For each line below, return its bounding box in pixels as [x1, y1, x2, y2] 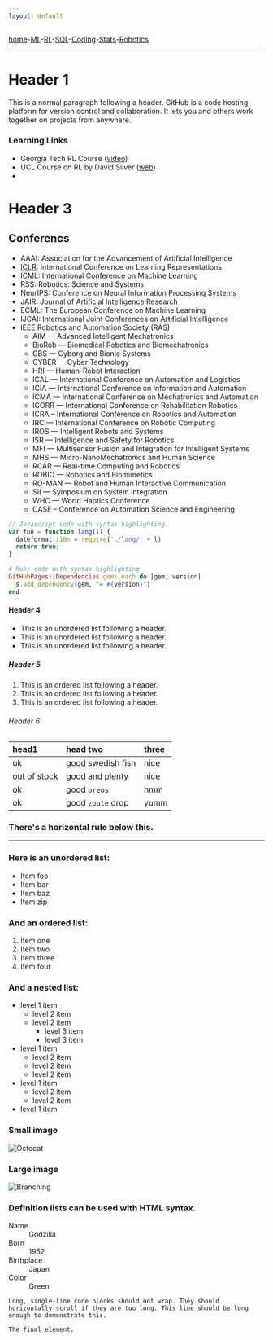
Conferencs [8, 231, 70, 245]
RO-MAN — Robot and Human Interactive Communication [32, 478, 226, 488]
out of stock [12, 771, 58, 782]
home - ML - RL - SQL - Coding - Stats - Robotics [8, 34, 149, 44]
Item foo [19, 871, 49, 881]
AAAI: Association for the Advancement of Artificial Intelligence [19, 253, 233, 263]
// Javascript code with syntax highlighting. [8, 520, 169, 528]
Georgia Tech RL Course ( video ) [19, 153, 128, 163]
